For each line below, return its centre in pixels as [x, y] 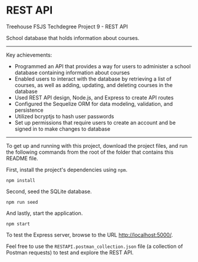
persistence [29, 110]
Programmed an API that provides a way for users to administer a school [103, 66]
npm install [21, 180]
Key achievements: [29, 55]
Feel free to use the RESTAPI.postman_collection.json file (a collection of [95, 246]
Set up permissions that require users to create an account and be [95, 122]
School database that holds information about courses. [73, 38]
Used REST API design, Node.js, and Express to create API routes [94, 97]
